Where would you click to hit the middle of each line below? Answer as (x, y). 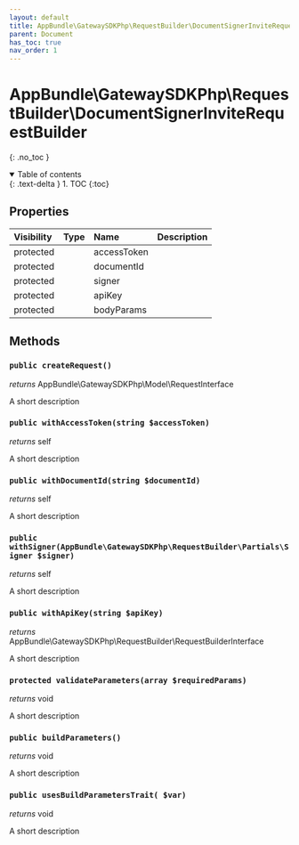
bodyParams (120, 310)
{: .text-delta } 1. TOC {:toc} (59, 184)
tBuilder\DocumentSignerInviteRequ (147, 114)
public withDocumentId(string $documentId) (105, 480)
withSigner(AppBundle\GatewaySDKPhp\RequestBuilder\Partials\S (149, 547)
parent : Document (41, 34)
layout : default (39, 17)
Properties (39, 211)
